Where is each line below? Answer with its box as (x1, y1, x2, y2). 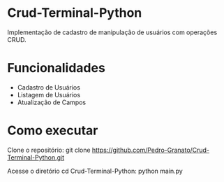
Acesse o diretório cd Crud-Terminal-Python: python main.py (7, 167, 183, 175)
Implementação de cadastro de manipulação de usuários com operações (7, 28, 218, 36)
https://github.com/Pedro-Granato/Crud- (91, 146, 210, 154)
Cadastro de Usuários (17, 83, 80, 92)
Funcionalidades (7, 60, 106, 76)
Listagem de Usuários (17, 90, 81, 99)
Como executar (7, 122, 98, 139)
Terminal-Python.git (7, 153, 65, 162)
